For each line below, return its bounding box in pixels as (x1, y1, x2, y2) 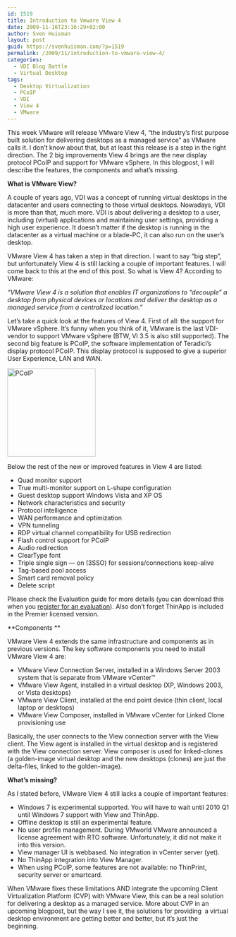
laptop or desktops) (17, 703, 75, 712)
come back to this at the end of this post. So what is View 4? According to (7, 266, 222, 275)
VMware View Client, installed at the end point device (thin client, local (17, 696, 223, 704)
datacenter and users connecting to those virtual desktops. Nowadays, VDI (7, 201, 225, 209)
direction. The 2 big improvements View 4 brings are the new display (7, 150, 208, 159)
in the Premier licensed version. (7, 609, 99, 618)
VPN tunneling (17, 520, 60, 530)
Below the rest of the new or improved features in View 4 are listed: (7, 462, 203, 470)
